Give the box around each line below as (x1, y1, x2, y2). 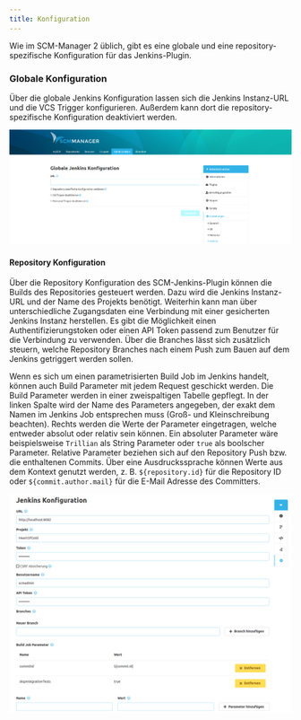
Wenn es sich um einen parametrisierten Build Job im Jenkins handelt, (9, 371, 270, 382)
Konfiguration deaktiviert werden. (53, 111, 177, 122)
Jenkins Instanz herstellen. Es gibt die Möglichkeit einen (9, 315, 217, 326)
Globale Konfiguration (9, 72, 107, 84)
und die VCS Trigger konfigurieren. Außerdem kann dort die (9, 101, 230, 112)
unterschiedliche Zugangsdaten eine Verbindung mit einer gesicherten (9, 305, 271, 316)
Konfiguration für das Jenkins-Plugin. (53, 49, 192, 60)
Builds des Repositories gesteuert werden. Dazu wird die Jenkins (9, 286, 250, 297)
